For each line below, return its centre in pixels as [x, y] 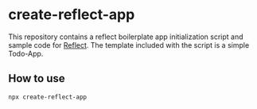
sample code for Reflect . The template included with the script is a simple [129, 45]
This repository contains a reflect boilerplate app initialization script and [126, 37]
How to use [37, 78]
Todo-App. [26, 53]
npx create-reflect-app [48, 97]
